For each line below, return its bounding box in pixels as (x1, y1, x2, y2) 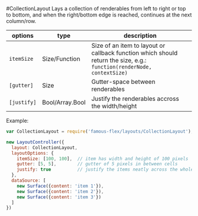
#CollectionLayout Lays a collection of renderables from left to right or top (6, 5, 186, 12)
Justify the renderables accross (91, 94, 180, 103)
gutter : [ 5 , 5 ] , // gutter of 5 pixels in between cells (16, 161, 178, 167)
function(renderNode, (91, 64, 152, 70)
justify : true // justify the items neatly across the (16, 166, 178, 173)
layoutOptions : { (11, 150, 54, 156)
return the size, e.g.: (91, 56, 147, 64)
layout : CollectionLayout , (11, 145, 78, 150)
